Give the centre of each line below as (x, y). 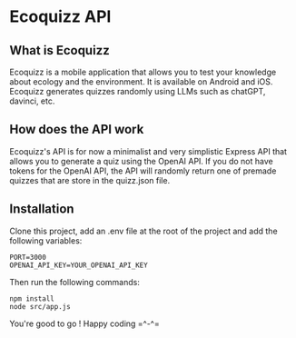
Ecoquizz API (60, 17)
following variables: (46, 240)
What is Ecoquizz (60, 50)
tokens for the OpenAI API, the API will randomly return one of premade (143, 171)
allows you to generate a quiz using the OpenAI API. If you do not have (142, 161)
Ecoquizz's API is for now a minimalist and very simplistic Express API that (148, 151)
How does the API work (77, 129)
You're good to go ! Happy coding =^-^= (85, 323)
